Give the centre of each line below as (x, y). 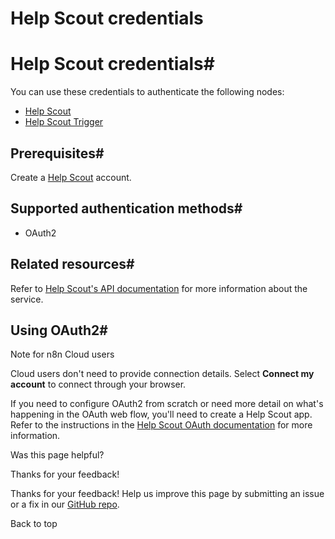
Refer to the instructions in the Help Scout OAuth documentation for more (161, 425)
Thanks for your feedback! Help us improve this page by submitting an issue (167, 494)
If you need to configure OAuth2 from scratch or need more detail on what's (167, 404)
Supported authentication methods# (126, 208)
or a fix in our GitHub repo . (65, 504)
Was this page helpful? (57, 455)
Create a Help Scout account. (71, 177)
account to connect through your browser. (98, 384)
